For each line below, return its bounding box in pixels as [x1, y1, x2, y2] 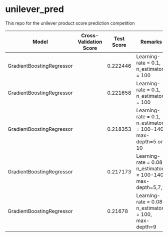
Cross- [81, 32, 99, 39]
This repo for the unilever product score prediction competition [5, 20, 135, 26]
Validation [77, 38, 102, 45]
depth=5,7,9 [136, 184, 166, 191]
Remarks [140, 38, 162, 45]
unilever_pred [5, 4, 64, 15]
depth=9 [136, 223, 156, 230]
